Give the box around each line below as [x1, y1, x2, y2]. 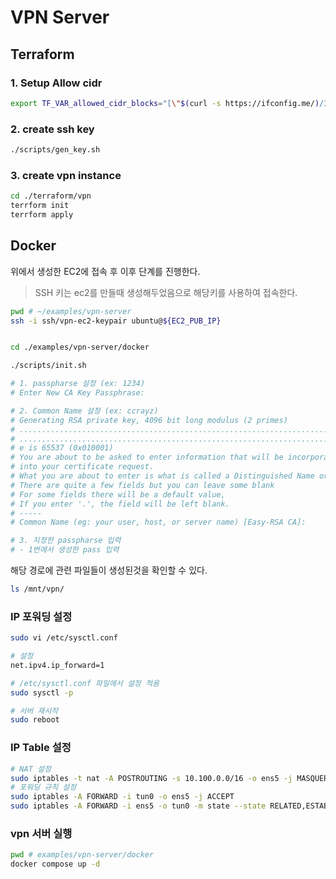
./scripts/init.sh [10, 361, 87, 371]
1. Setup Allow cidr [10, 76, 103, 90]
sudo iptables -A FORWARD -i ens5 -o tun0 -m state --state [10, 801, 267, 811]
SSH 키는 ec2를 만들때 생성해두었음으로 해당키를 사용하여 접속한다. [34, 286, 298, 298]
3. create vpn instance [10, 168, 122, 182]
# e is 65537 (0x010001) [10, 443, 114, 453]
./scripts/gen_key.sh [10, 145, 101, 155]
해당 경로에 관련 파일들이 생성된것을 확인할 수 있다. [10, 564, 208, 576]
